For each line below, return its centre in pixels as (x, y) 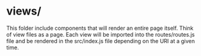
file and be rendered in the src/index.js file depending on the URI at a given (101, 41)
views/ (24, 11)
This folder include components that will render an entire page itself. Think (100, 28)
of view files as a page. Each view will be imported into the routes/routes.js (100, 34)
